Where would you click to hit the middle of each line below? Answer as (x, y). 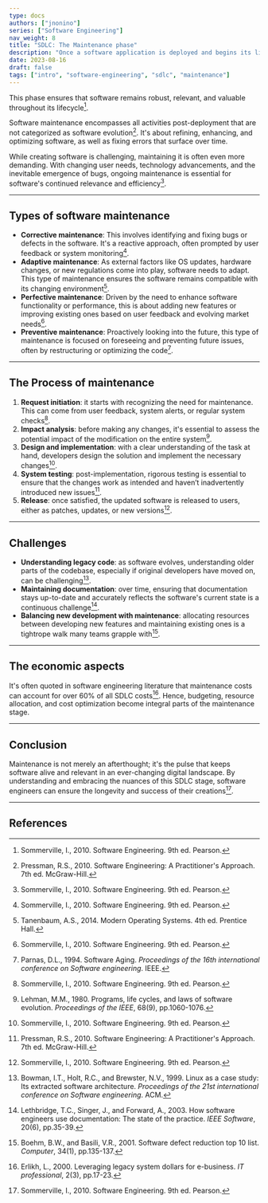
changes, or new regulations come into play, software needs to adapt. (135, 270)
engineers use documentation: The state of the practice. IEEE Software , (138, 1118)
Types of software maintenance (89, 216)
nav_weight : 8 (33, 38)
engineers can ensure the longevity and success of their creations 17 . (121, 790)
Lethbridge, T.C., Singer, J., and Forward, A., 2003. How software (128, 1110)
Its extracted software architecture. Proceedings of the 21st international (140, 1086)
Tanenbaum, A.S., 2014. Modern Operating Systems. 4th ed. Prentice (134, 920)
